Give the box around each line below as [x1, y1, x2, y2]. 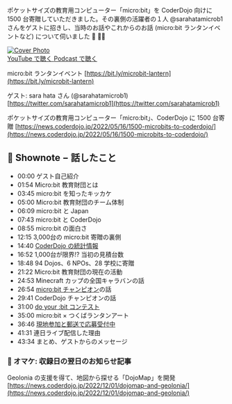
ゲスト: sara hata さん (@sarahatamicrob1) [7, 91, 129, 100]
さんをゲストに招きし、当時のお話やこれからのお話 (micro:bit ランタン [7, 24, 208, 31]
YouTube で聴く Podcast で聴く [7, 54, 98, 63]
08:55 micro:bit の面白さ [17, 224, 88, 232]
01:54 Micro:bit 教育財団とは [17, 180, 99, 189]
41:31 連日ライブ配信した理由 [17, 328, 101, 336]
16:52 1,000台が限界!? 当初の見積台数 [17, 250, 124, 258]
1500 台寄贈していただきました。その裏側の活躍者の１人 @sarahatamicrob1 [7, 15, 224, 23]
